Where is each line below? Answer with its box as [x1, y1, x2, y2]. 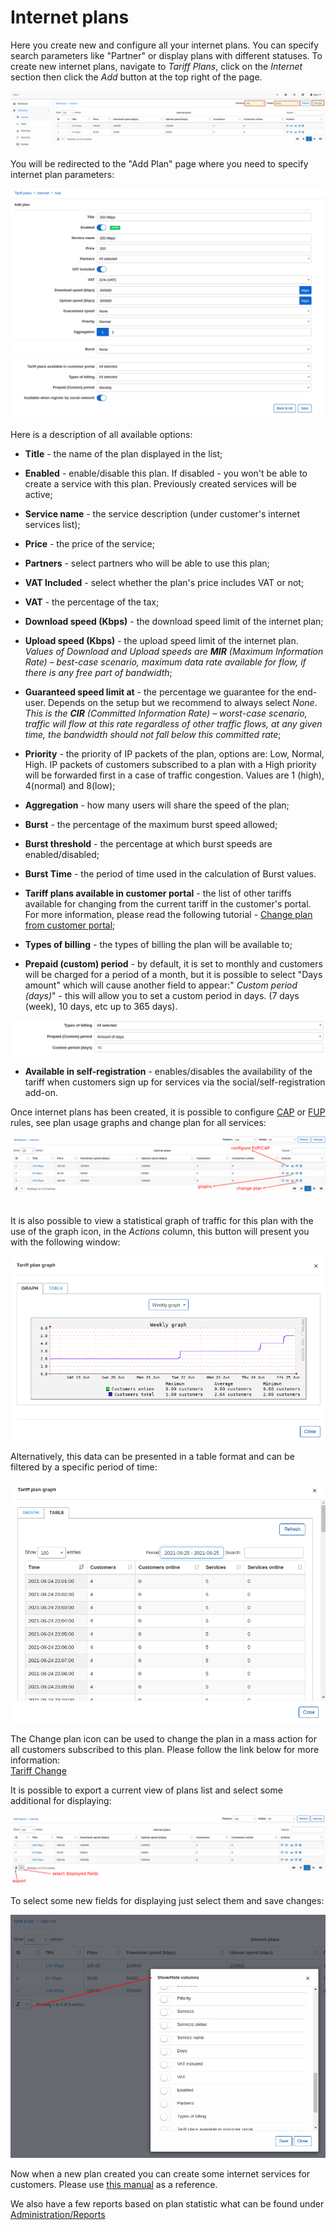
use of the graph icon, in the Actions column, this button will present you [10, 1226, 310, 1238]
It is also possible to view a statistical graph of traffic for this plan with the [10, 1215, 314, 1227]
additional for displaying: [10, 1794, 112, 1806]
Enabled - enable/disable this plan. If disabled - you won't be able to [24, 467, 308, 479]
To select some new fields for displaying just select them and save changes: [10, 1894, 325, 1906]
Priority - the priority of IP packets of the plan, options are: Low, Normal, [24, 747, 325, 760]
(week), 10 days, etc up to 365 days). [24, 1000, 178, 1012]
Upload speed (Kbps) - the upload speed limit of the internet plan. [24, 634, 299, 646]
